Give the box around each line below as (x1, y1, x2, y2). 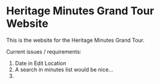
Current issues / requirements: (6, 48, 82, 55)
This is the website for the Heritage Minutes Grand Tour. (6, 36, 145, 43)
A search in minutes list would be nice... (14, 66, 113, 73)
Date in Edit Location (14, 60, 67, 67)
